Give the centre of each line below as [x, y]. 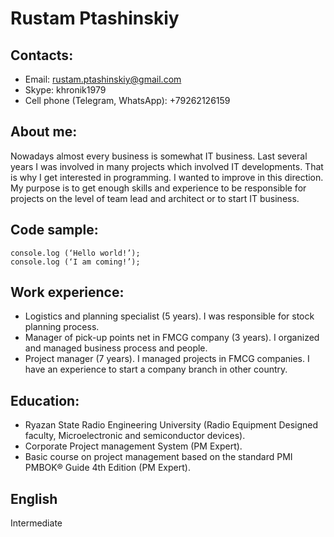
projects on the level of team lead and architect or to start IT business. [155, 198]
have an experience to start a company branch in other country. [156, 369]
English [34, 498]
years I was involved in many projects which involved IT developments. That [167, 166]
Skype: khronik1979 [65, 90]
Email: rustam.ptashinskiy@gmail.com [103, 79]
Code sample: [54, 230]
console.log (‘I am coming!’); [75, 262]
